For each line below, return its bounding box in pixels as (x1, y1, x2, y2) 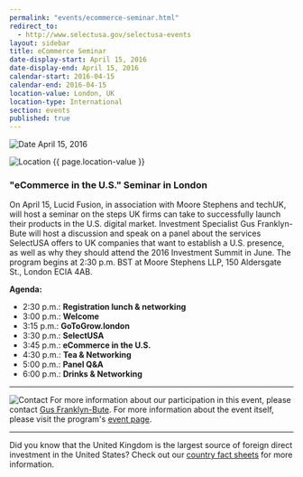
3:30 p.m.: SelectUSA (22, 331, 105, 341)
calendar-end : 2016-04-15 (9, 80, 106, 89)
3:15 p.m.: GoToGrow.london (22, 321, 131, 332)
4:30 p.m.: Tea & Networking (22, 350, 133, 360)
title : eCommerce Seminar (9, 47, 106, 56)
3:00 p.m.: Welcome (22, 311, 99, 322)
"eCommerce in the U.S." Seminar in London (9, 179, 207, 192)
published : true (9, 114, 70, 123)
